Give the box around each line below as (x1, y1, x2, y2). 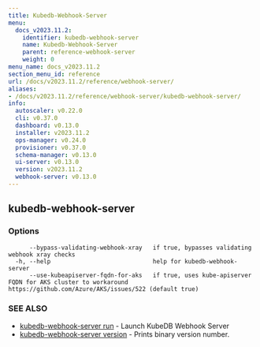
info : (8, 99, 26, 107)
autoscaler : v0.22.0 (15, 107, 83, 115)
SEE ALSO (8, 303, 48, 314)
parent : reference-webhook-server (22, 48, 136, 56)
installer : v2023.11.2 (15, 129, 90, 136)
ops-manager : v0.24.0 (15, 136, 87, 144)
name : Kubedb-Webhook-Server (22, 41, 118, 49)
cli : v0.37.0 (15, 114, 58, 122)
